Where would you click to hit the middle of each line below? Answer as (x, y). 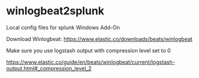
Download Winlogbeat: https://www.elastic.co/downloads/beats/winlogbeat (99, 39)
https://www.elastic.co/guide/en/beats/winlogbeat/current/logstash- (91, 62)
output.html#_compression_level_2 (49, 68)
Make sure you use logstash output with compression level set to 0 (89, 50)
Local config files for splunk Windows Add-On (63, 27)
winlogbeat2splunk (55, 11)
